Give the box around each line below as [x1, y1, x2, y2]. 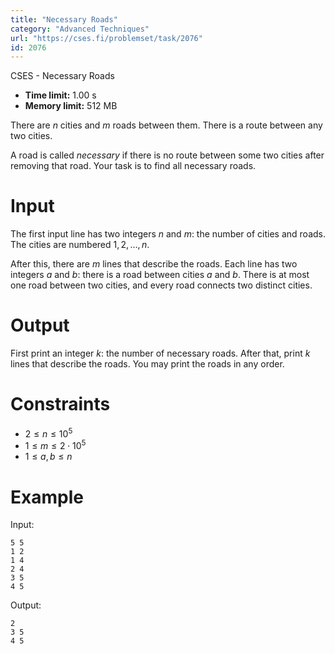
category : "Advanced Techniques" [10, 24, 150, 34]
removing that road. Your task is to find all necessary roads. [10, 160, 257, 172]
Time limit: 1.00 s [24, 89, 97, 101]
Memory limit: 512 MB [24, 100, 118, 112]
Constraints [10, 393, 111, 416]
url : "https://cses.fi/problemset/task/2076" [10, 33, 203, 43]
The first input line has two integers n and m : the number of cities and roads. [10, 228, 327, 240]
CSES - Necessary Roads [10, 70, 115, 82]
